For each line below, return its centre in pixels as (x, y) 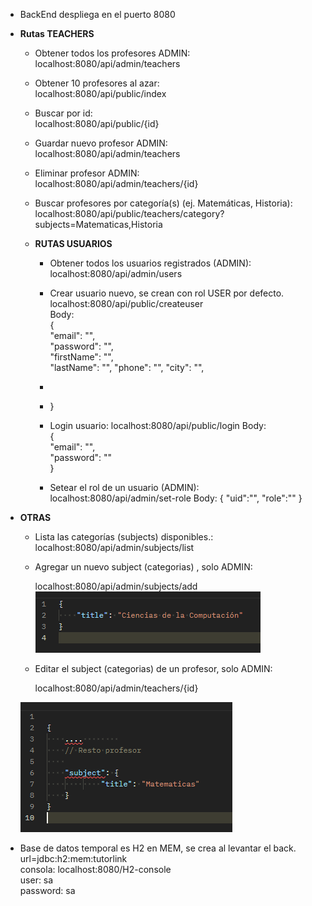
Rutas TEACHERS (57, 33)
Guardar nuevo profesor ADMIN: (101, 143)
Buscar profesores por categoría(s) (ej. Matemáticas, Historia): (163, 203)
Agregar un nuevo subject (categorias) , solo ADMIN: (143, 567)
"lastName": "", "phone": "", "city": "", (127, 367)
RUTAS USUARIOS (73, 243)
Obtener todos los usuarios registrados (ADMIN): (150, 263)
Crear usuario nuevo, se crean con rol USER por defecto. (167, 293)
